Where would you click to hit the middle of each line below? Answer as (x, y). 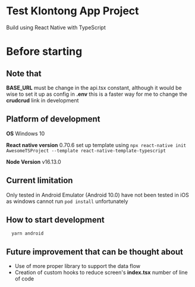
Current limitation (40, 181)
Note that (24, 74)
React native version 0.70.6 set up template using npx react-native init (96, 145)
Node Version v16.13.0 (34, 161)
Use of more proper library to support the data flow (78, 266)
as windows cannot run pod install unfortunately (67, 201)
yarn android (28, 233)
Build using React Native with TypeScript (56, 27)
